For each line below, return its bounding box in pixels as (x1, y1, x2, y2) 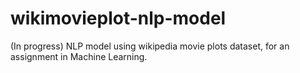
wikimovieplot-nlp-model (10, 7, 227, 30)
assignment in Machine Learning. (10, 50, 148, 62)
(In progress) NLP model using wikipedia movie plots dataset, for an (10, 40, 290, 52)
